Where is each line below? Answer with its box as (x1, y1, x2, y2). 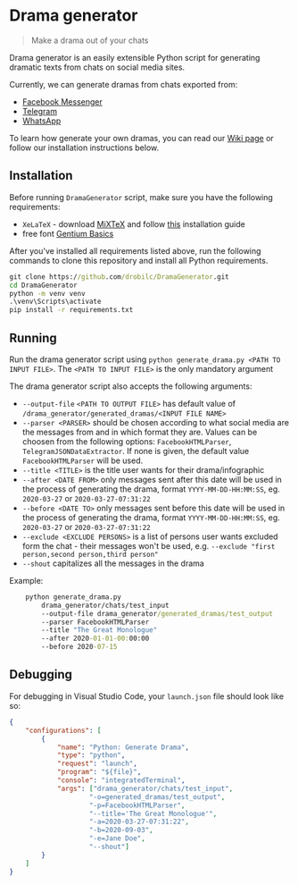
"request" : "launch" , (56, 759, 138, 769)
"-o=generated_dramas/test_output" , (88, 792, 226, 801)
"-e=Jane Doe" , (88, 834, 145, 843)
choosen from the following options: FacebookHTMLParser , (21, 435, 232, 447)
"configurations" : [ (25, 726, 102, 735)
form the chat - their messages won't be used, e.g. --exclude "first (21, 540, 276, 551)
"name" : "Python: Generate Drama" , (56, 743, 190, 752)
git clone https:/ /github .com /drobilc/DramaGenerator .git (9, 272, 229, 282)
